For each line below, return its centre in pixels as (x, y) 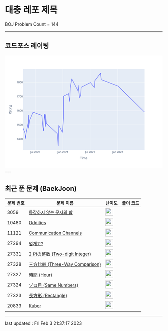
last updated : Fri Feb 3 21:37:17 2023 (44, 323)
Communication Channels (56, 233)
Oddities (38, 222)
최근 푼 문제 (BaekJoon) (41, 188)
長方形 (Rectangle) (48, 296)
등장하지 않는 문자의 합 (51, 212)
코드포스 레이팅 (27, 46)
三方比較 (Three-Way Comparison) (65, 264)
